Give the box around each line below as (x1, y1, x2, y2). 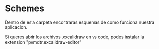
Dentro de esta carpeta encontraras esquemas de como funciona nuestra (5, 19, 155, 25)
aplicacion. (5, 24, 28, 30)
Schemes (5, 3, 44, 14)
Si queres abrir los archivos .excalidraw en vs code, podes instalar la (5, 34, 144, 40)
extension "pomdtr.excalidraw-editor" (5, 39, 82, 45)
